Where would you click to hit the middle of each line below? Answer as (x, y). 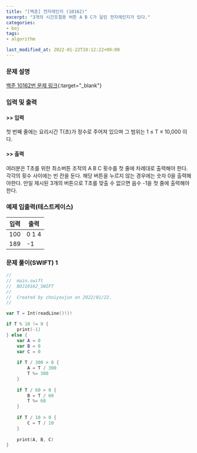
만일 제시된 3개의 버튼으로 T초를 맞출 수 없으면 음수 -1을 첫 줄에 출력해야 (106, 183)
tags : (13, 34)
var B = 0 (29, 346)
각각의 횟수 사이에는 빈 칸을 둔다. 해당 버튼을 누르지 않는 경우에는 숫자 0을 (91, 176)
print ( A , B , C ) (35, 439)
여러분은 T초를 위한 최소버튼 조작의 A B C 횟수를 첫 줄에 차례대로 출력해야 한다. (97, 168)
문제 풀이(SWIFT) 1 (32, 263)
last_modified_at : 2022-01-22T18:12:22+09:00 (63, 50)
